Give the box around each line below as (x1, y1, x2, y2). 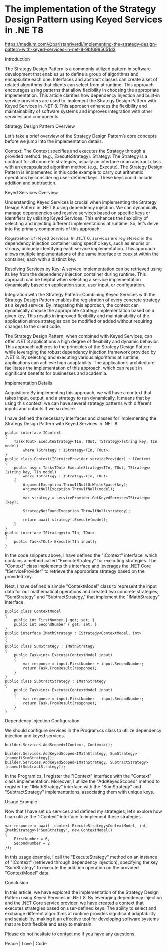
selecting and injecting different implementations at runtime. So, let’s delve (5, 220, 159, 226)
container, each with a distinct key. (5, 256, 76, 262)
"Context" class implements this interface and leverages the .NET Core (5, 563, 151, 569)
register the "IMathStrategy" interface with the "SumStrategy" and (5, 783, 141, 789)
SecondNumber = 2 (14, 841, 50, 846)
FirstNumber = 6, (14, 836, 50, 841)
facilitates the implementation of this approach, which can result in (5, 365, 142, 371)
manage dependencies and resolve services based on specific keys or (5, 210, 151, 216)
